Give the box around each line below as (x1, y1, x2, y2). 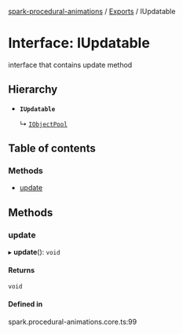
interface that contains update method (8, 60, 133, 69)
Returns (8, 265, 35, 274)
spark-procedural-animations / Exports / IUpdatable (8, 7, 176, 16)
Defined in (8, 299, 43, 309)
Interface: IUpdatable (8, 35, 151, 52)
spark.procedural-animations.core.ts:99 (8, 317, 137, 326)
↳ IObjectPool (19, 119, 68, 128)
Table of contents (8, 141, 96, 156)
